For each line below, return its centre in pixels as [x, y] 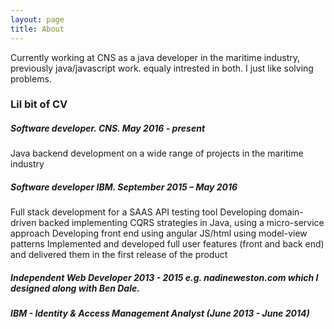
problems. [31, 78]
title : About [37, 29]
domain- [286, 212]
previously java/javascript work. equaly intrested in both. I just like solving [162, 68]
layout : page [37, 19]
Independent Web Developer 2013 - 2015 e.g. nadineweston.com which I [164, 277]
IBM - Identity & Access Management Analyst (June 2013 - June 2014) [160, 313]
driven [23, 223]
